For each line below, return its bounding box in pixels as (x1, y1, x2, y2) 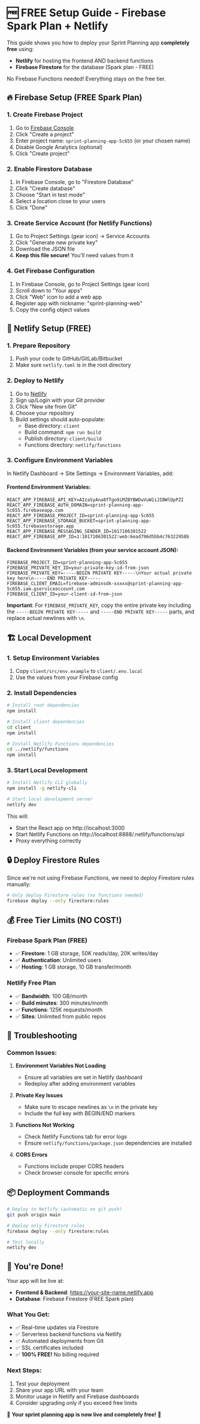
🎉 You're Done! (7, 1261, 64, 1271)
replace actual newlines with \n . (7, 615, 86, 622)
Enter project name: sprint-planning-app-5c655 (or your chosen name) (15, 137, 190, 144)
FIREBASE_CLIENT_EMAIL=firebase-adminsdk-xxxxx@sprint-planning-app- (7, 580, 184, 587)
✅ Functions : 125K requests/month (15, 1006, 103, 1013)
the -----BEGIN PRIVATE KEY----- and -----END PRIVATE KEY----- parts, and (7, 608, 195, 615)
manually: (7, 880, 31, 887)
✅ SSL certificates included (15, 1344, 84, 1351)
